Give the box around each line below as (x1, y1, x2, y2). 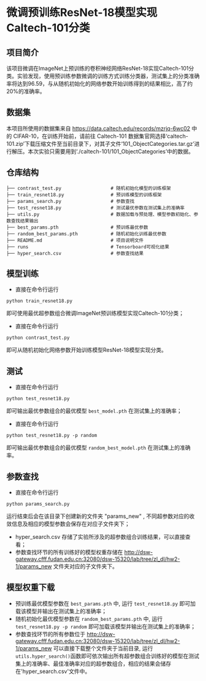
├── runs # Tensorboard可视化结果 (6, 243, 170, 250)
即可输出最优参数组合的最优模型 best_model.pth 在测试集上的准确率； (6, 407, 183, 414)
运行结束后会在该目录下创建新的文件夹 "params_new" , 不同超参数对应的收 (6, 512, 195, 520)
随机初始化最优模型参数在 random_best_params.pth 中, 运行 (15, 615, 163, 622)
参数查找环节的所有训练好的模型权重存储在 (15, 549, 123, 556)
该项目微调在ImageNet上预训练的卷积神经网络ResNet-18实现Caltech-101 (6, 65, 189, 72)
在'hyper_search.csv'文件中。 (15, 668, 91, 675)
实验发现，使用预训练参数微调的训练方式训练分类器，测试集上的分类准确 (17, 72, 200, 80)
